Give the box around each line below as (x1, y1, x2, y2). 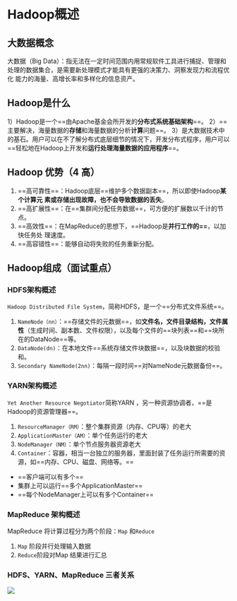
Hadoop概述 (7, 6, 80, 23)
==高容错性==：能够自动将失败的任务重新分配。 (17, 239, 158, 248)
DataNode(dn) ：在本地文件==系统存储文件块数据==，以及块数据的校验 (17, 344, 221, 352)
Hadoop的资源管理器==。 (7, 407, 83, 415)
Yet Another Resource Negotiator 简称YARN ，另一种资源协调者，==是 (7, 398, 213, 407)
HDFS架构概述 (7, 285, 56, 294)
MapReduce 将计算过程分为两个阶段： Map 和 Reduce (7, 527, 155, 535)
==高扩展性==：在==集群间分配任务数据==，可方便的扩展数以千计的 (17, 204, 217, 213)
